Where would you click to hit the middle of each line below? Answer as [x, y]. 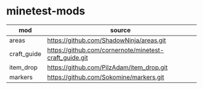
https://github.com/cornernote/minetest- [106, 50]
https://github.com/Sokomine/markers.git [106, 77]
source [121, 30]
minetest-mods [46, 11]
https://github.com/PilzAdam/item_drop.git [108, 67]
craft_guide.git [68, 57]
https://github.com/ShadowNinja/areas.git [107, 40]
